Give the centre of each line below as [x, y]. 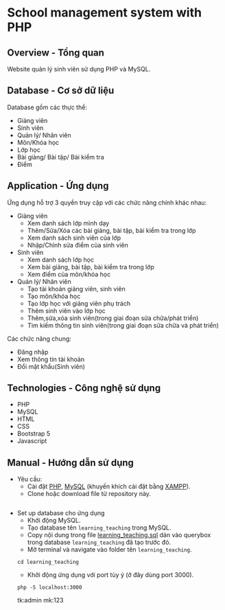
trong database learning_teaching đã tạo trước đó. [99, 542]
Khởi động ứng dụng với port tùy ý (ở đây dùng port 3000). [110, 575]
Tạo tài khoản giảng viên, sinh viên [76, 289]
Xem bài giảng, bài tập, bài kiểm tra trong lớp [91, 267]
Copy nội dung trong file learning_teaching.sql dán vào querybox [119, 535]
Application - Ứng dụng [58, 186]
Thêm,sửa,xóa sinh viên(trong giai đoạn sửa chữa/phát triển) [113, 318]
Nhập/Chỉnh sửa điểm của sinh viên [78, 245]
